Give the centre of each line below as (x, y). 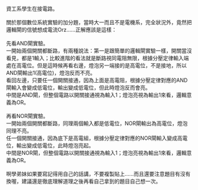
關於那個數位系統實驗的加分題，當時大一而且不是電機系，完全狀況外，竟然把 (99, 22)
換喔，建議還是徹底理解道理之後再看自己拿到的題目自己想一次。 (83, 181)
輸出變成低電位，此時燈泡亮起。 (55, 145)
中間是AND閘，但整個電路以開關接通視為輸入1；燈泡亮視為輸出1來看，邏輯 (96, 95)
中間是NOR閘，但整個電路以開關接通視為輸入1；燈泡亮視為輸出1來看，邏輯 (96, 153)
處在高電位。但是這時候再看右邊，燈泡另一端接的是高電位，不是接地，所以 (96, 65)
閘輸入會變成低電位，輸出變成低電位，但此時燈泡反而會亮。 (78, 88)
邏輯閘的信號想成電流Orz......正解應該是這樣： (61, 30)
